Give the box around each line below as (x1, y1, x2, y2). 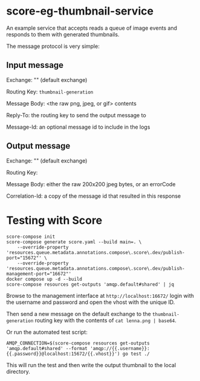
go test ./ (122, 351, 150, 357)
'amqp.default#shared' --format (6, 345, 88, 351)
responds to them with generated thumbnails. (6, 30, 120, 38)
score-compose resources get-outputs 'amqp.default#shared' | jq (6, 281, 174, 288)
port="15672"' (6, 255, 42, 261)
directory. (6, 368, 30, 375)
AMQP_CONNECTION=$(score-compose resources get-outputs (6, 340, 150, 346)
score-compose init (6, 234, 56, 240)
